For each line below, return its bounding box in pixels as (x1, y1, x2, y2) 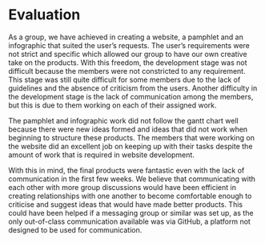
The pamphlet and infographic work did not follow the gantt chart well (8, 115, 239, 125)
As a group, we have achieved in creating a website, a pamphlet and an (8, 32, 244, 42)
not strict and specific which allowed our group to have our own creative (8, 49, 247, 59)
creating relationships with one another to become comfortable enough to (8, 191, 252, 200)
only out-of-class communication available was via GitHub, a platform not (8, 217, 251, 226)
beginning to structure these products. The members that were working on (8, 132, 255, 142)
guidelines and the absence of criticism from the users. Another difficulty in (8, 83, 258, 93)
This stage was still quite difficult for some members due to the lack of (8, 75, 241, 84)
